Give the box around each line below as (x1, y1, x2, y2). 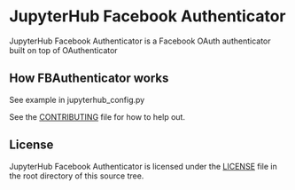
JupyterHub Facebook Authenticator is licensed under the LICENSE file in (9, 161, 277, 171)
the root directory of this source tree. (9, 170, 144, 181)
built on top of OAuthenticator (9, 44, 118, 55)
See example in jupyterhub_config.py (9, 94, 145, 105)
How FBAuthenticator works (9, 71, 169, 86)
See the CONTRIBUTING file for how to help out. (9, 111, 186, 122)
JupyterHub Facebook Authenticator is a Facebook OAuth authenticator (9, 36, 272, 46)
